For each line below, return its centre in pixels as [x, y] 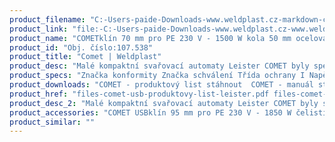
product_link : [39, 29]
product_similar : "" [52, 122]
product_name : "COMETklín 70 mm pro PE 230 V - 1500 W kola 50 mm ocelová [168, 38]
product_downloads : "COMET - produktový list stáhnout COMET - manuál [161, 85]
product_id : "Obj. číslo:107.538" [81, 47]
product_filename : [47, 19]
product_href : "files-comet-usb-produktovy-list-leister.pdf [139, 94]
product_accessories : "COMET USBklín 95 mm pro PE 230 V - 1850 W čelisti [168, 112]
